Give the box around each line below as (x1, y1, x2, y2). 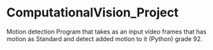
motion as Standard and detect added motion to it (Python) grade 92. (6, 34, 203, 42)
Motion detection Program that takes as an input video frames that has (6, 27, 207, 36)
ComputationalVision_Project (6, 5, 179, 21)
